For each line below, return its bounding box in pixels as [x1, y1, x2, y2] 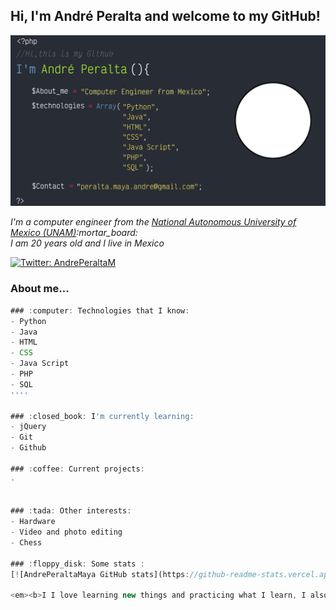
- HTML [10, 337, 38, 348]
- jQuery [10, 422, 47, 432]
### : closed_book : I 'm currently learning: [10, 411, 195, 421]
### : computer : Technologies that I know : [10, 305, 190, 316]
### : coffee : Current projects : [10, 464, 145, 474]
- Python [10, 316, 47, 326]
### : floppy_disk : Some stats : [10, 559, 145, 569]
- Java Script [10, 359, 70, 369]
